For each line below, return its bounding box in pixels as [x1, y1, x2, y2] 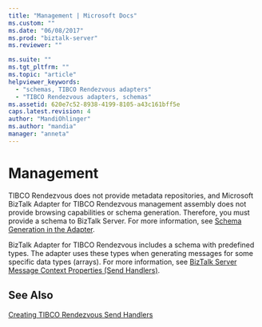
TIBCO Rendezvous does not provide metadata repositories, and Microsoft [8, 191, 254, 200]
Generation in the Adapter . [8, 224, 96, 234]
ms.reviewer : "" [8, 41, 62, 49]
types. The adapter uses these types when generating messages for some [8, 248, 254, 258]
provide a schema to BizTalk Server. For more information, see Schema [8, 216, 242, 226]
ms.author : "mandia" [8, 123, 77, 131]
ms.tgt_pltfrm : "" [8, 63, 69, 72]
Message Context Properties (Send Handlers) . [8, 265, 161, 275]
